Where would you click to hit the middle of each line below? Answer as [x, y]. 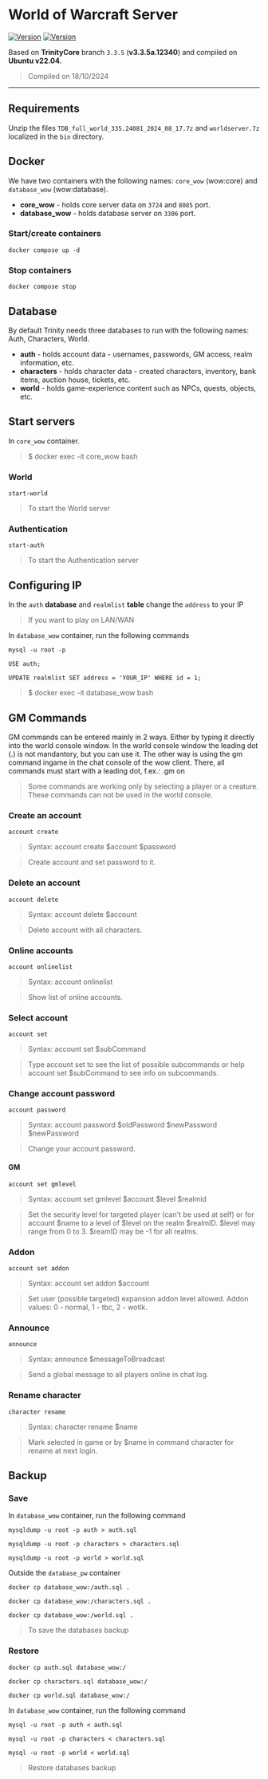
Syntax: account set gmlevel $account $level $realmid [117, 1198]
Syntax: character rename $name [83, 1427]
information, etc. [47, 362]
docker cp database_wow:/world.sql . [71, 1616]
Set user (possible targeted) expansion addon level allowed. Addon [138, 1298]
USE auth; [25, 664]
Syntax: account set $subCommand [87, 1049]
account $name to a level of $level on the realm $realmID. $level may [141, 1222]
